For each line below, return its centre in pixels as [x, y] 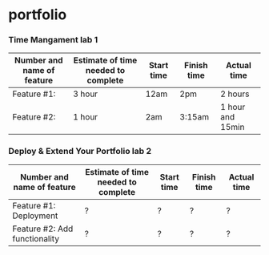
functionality [36, 238]
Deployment [35, 216]
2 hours [235, 94]
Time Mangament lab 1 [53, 40]
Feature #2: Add [43, 229]
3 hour [86, 94]
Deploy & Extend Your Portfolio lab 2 [80, 152]
